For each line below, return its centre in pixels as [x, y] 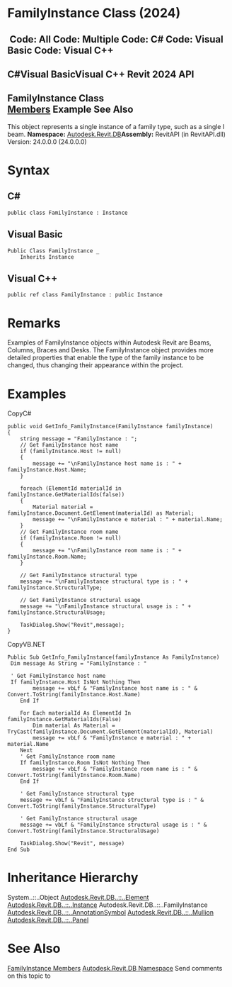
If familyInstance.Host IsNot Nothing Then [75, 682]
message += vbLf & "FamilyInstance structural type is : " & [112, 800]
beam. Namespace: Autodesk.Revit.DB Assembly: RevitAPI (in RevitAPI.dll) [117, 134]
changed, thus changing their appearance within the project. [95, 365]
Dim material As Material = [74, 726]
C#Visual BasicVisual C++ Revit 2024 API [101, 74]
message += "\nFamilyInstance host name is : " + [107, 464]
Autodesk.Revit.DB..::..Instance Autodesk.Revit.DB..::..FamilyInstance [108, 905]
